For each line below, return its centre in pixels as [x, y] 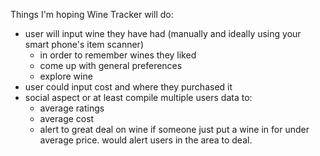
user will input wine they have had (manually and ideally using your [163, 33]
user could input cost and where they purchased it [128, 87]
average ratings [72, 108]
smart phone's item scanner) [84, 44]
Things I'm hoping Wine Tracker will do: [92, 14]
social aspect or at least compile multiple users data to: [138, 97]
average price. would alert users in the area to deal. [146, 140]
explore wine [66, 76]
